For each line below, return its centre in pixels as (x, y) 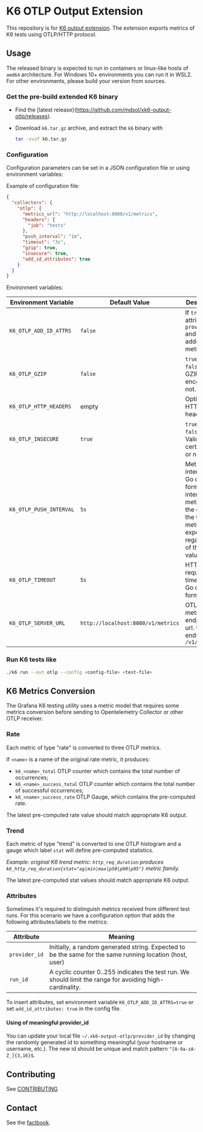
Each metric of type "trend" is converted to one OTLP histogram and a (94, 844)
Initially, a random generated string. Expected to (117, 947)
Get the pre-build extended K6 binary (62, 96)
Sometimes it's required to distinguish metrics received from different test (98, 909)
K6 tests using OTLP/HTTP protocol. (51, 34)
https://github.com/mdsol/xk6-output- (124, 110)
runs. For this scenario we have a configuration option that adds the (91, 916)
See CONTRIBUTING (32, 1089)
